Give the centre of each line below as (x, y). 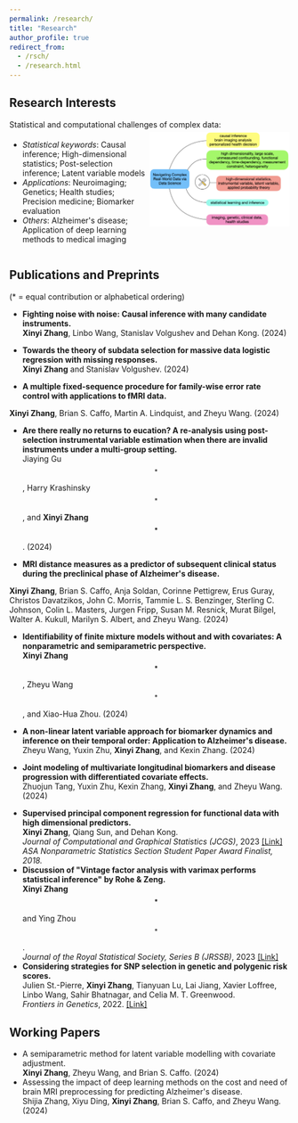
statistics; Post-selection (67, 163)
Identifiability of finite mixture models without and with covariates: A (152, 636)
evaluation (41, 210)
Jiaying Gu (42, 458)
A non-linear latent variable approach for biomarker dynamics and (147, 731)
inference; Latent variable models (83, 173)
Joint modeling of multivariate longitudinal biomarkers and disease (149, 767)
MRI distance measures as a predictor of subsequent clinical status (149, 564)
